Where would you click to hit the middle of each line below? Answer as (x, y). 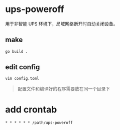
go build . (17, 51)
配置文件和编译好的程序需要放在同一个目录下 (64, 89)
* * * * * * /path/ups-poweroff (39, 123)
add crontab (31, 109)
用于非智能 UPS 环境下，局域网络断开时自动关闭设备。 (62, 24)
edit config (23, 67)
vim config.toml (22, 79)
